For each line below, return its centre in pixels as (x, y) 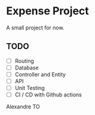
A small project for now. (35, 28)
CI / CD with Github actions (48, 95)
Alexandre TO (23, 107)
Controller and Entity (40, 74)
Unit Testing (30, 88)
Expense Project (48, 11)
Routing (24, 60)
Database (27, 68)
